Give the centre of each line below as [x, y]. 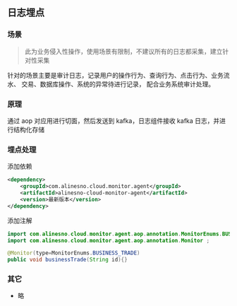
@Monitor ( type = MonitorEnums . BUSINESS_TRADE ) [74, 253]
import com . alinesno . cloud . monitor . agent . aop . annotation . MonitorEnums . [115, 234]
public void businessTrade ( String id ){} [68, 260]
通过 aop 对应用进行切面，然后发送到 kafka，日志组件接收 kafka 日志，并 [114, 120]
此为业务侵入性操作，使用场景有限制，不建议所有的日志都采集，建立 [123, 51]
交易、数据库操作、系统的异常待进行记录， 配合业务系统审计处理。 [118, 84]
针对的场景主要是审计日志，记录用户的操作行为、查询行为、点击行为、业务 [115, 75]
